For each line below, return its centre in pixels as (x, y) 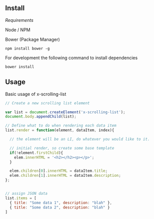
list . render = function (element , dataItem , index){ (60, 130)
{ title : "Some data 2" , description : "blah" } (60, 207)
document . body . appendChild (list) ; (41, 117)
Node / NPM (18, 30)
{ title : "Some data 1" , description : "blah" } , (61, 203)
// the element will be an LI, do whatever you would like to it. (80, 139)
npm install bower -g (28, 48)
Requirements (19, 20)
